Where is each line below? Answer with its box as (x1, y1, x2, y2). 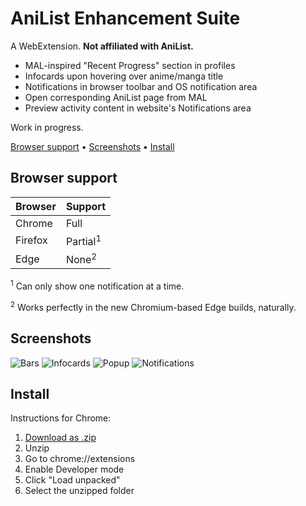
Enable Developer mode (24, 463, 125, 476)
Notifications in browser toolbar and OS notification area (24, 80, 258, 92)
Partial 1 (65, 232, 102, 249)
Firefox (15, 233, 48, 247)
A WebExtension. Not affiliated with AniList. (10, 40, 194, 52)
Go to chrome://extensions (24, 453, 136, 465)
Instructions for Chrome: (10, 412, 112, 424)
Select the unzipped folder (24, 485, 135, 497)
